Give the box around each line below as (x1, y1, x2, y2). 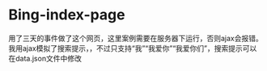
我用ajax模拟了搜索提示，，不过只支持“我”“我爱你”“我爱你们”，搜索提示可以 (8, 43, 257, 53)
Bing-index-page (8, 6, 125, 24)
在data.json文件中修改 (8, 53, 83, 63)
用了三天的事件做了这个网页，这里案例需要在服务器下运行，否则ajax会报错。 (8, 33, 263, 43)
